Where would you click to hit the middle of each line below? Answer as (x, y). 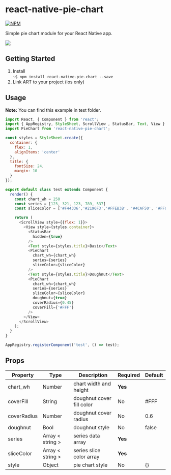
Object (51, 465)
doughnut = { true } (50, 298)
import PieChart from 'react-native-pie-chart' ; (58, 129)
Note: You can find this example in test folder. (53, 110)
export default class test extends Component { (57, 189)
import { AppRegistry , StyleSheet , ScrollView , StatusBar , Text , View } (85, 124)
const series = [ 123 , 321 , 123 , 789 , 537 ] (60, 204)
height (81, 390)
